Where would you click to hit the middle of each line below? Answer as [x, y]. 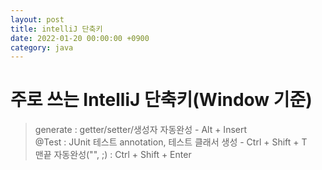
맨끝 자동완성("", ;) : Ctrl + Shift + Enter [113, 155]
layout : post [37, 19]
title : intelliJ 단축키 [56, 29]
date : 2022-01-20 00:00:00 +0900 [80, 38]
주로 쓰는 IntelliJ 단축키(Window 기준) [161, 100]
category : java [42, 47]
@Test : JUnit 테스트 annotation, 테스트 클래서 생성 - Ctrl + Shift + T [171, 142]
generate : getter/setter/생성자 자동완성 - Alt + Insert [141, 130]
